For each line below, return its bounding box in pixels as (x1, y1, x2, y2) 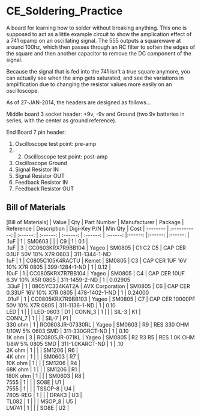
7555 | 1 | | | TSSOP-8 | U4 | (6, 384, 75, 392)
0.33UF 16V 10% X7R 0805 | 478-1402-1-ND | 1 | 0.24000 (6, 289, 149, 296)
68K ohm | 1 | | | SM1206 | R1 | (6, 366, 80, 373)
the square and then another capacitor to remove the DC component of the (6, 49, 192, 57)
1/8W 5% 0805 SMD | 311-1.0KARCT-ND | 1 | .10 (6, 340, 124, 347)
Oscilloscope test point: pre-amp (14, 140, 97, 147)
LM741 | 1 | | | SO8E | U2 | (6, 404, 69, 411)
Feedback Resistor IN (14, 178, 68, 186)
